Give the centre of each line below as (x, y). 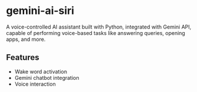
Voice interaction (35, 84)
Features (23, 57)
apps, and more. (26, 39)
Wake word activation (41, 72)
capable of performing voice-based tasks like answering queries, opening (96, 33)
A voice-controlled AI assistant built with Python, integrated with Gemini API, (99, 27)
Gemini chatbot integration (47, 77)
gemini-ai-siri (40, 11)
